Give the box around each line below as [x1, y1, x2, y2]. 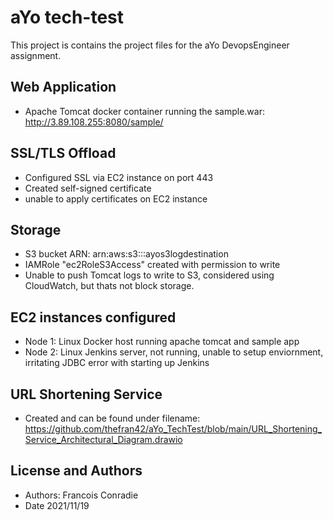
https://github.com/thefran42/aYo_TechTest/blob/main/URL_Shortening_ [24, 423, 322, 435]
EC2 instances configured [10, 309, 177, 326]
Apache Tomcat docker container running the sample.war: [24, 105, 265, 117]
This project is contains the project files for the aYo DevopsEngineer [10, 39, 290, 51]
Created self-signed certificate [24, 182, 152, 194]
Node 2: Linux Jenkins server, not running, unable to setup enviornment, [24, 346, 324, 358]
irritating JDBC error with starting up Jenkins [24, 357, 210, 369]
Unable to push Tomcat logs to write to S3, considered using [24, 269, 275, 281]
